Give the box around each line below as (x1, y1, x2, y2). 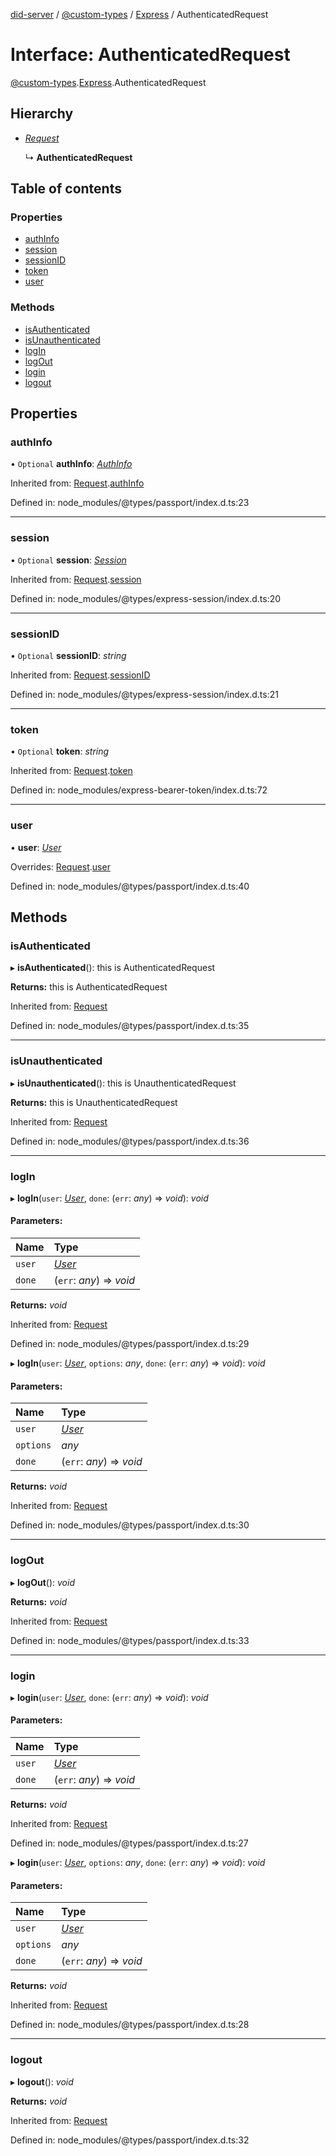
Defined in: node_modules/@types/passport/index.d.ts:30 (10, 1519, 250, 1531)
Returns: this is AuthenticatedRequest (10, 981, 168, 993)
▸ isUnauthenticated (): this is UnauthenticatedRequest (10, 1077, 237, 1089)
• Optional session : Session (10, 554, 127, 566)
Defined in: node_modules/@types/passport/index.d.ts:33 (10, 1634, 250, 1646)
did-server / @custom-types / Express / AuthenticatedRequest (10, 9, 269, 20)
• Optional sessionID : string (10, 650, 127, 662)
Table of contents (10, 180, 122, 198)
